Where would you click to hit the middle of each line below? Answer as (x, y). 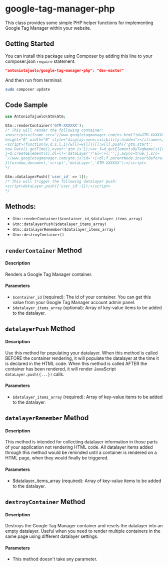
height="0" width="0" (28, 139)
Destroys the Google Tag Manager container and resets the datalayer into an (84, 526)
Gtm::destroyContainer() (38, 235)
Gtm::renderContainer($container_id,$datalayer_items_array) (77, 219)
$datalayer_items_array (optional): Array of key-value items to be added (87, 308)
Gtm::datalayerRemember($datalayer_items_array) (64, 230)
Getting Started (30, 44)
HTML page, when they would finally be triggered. (57, 458)
